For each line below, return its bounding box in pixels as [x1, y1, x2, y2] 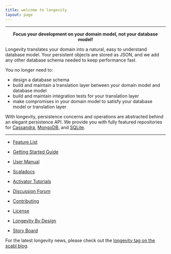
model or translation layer [12, 104, 67, 110]
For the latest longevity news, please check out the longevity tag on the [5, 237, 155, 243]
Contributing [12, 198, 39, 204]
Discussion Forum [12, 188, 51, 194]
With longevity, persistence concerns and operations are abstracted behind [5, 113, 164, 119]
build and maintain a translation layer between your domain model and [12, 82, 160, 88]
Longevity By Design [12, 217, 56, 224]
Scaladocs [12, 168, 35, 174]
